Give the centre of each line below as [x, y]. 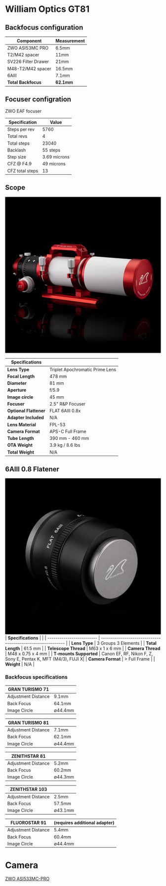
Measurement [70, 41]
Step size [17, 157]
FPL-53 [57, 424]
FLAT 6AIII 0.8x [65, 411]
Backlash [17, 150]
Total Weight [21, 452]
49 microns [54, 164]
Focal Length [21, 376]
